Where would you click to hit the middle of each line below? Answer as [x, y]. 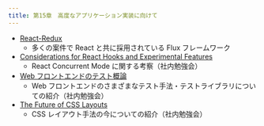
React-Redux [41, 38]
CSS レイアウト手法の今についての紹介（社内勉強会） [119, 114]
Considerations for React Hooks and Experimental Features [116, 56]
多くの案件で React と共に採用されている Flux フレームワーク [131, 48]
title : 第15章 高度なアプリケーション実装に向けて [83, 15]
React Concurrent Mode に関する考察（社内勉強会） [117, 66]
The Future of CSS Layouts [64, 105]
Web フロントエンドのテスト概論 [73, 75]
